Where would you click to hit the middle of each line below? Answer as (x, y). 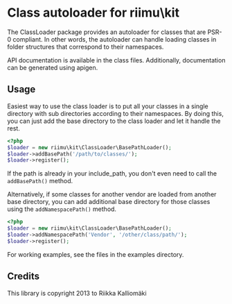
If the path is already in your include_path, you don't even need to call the (112, 174)
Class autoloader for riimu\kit (93, 13)
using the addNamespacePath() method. (62, 209)
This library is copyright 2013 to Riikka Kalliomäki (77, 293)
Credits (24, 277)
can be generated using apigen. (53, 67)
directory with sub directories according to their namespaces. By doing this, (115, 113)
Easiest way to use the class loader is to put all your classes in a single (108, 106)
